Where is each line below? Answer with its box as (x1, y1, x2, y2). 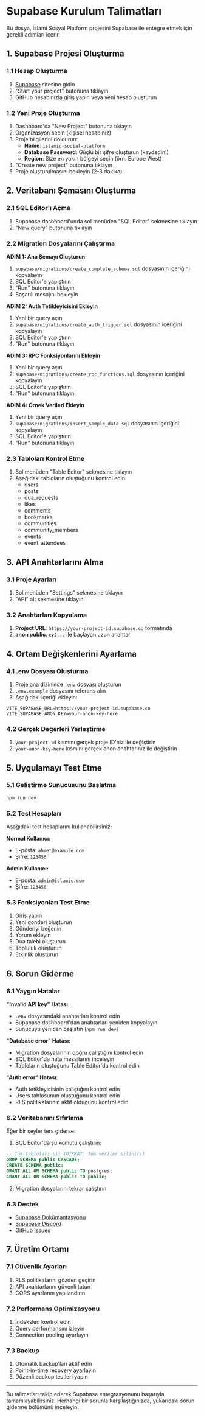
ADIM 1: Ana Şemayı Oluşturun (6, 253, 86, 260)
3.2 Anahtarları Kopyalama (6, 611, 87, 619)
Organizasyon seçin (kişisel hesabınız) (15, 129, 111, 136)
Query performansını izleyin (15, 1324, 85, 1332)
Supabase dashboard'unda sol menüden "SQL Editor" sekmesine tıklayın (15, 217, 197, 225)
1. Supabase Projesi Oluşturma (6, 49, 124, 59)
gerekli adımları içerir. (6, 30, 61, 38)
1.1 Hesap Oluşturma (6, 67, 68, 75)
